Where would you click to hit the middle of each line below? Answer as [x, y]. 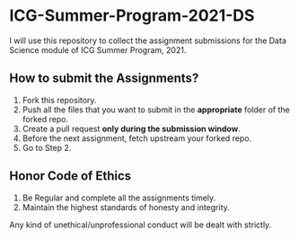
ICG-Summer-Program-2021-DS [132, 16]
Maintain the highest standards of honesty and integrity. [126, 207]
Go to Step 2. [47, 147]
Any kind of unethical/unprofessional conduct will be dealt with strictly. [141, 225]
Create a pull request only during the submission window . [131, 128]
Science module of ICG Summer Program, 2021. [98, 49]
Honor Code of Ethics [70, 176]
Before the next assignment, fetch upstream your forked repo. [137, 138]
